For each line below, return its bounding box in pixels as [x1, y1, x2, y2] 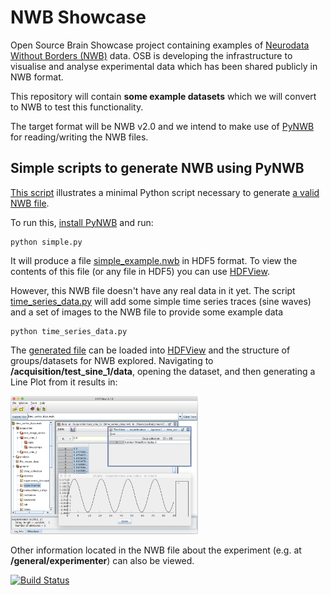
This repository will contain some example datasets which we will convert [10, 90, 317, 102]
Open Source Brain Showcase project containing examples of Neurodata [10, 39, 310, 51]
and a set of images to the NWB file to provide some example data [10, 306, 284, 318]
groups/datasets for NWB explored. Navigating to [10, 354, 214, 366]
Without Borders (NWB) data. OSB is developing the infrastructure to [10, 49, 293, 61]
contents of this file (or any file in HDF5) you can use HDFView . [10, 265, 270, 277]
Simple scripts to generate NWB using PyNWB [10, 160, 305, 177]
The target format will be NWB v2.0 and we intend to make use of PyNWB [10, 120, 315, 132]
